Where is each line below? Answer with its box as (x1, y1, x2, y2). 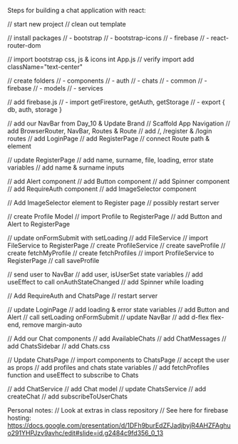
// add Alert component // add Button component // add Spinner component (7, 177, 230, 185)
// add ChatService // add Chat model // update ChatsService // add (7, 385, 207, 393)
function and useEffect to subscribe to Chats (7, 371, 139, 379)
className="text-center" (7, 63, 83, 71)
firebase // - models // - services (7, 84, 103, 92)
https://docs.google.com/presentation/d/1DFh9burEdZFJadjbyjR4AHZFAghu (7, 421, 232, 430)
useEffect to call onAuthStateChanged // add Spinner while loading (7, 278, 205, 286)
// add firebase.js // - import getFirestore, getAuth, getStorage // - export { (7, 98, 226, 106)
